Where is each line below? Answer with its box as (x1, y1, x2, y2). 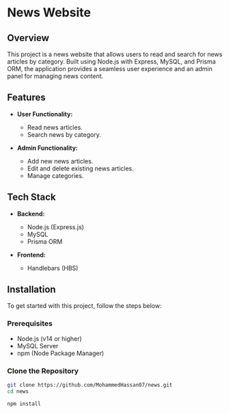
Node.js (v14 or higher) (16, 334, 82, 343)
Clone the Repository (7, 366, 79, 376)
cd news (7, 388, 29, 395)
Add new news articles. (27, 157, 94, 165)
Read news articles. (27, 123, 83, 131)
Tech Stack (7, 192, 56, 203)
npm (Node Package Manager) (16, 349, 105, 357)
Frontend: (16, 250, 46, 259)
